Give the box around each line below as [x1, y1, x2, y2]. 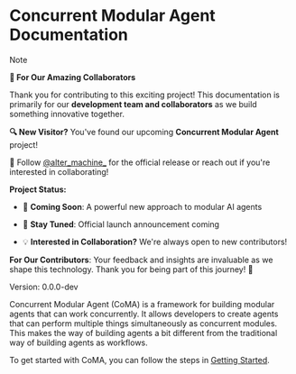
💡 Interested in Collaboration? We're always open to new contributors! [22, 236, 288, 247]
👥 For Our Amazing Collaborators [9, 71, 136, 82]
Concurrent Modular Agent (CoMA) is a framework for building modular [9, 298, 275, 309]
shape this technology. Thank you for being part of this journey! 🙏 [9, 263, 254, 275]
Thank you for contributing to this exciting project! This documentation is [9, 89, 280, 100]
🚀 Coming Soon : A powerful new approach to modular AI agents [22, 201, 263, 212]
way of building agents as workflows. [9, 337, 149, 348]
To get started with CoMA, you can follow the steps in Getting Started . [9, 354, 271, 365]
